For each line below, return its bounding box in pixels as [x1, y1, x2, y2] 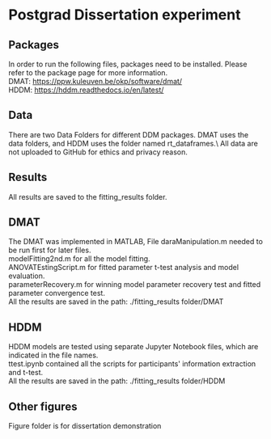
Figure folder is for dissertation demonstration [8, 421, 162, 431]
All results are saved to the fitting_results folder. [8, 192, 167, 201]
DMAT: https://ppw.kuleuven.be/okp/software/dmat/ [8, 77, 183, 86]
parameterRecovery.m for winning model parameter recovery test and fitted [8, 280, 261, 289]
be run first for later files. [8, 245, 91, 255]
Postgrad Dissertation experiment [8, 6, 241, 24]
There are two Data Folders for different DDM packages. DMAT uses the [8, 129, 249, 139]
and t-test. [8, 368, 43, 378]
